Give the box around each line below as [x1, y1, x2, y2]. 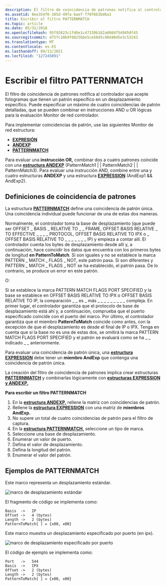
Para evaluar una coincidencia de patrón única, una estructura [5, 349, 133, 355]
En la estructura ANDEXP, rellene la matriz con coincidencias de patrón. [12, 399, 161, 405]
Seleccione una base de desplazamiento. [12, 431, 96, 437]
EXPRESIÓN [12, 137, 38, 143]
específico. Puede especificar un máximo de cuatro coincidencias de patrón [5, 102, 161, 108]
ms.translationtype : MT [5, 40, 54, 45]
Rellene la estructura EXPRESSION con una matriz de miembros [12, 405, 145, 411]
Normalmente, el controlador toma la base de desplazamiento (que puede [5, 220, 156, 226]
